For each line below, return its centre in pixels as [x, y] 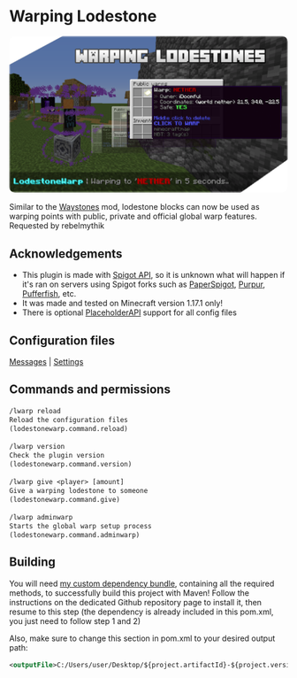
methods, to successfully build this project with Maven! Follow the [129, 593]
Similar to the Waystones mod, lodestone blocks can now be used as [134, 207]
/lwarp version [37, 446]
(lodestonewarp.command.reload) [69, 428]
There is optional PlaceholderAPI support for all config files [129, 312]
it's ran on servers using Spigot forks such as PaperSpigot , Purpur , [143, 284]
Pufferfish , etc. [49, 294]
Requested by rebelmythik [57, 226]
